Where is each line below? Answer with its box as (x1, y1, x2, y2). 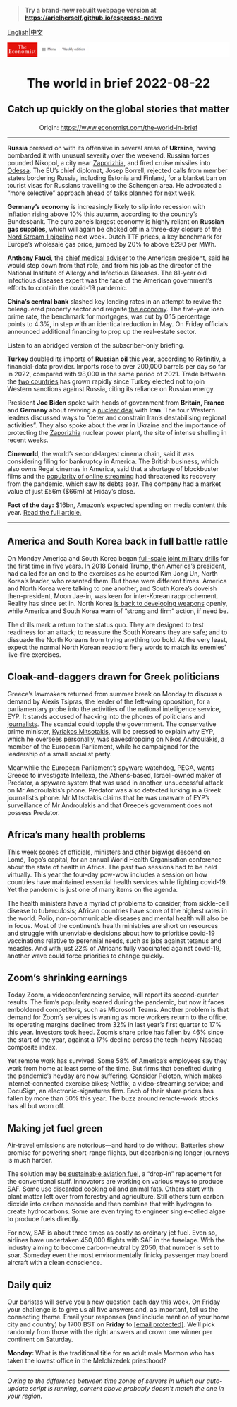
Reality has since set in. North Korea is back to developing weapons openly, (7, 599, 228, 607)
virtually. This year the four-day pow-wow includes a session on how (7, 870, 208, 879)
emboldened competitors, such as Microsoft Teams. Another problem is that (7, 1006, 229, 1014)
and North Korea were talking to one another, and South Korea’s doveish (7, 584, 217, 593)
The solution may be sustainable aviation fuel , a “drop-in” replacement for (7, 1170, 222, 1178)
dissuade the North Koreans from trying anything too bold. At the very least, (7, 635, 228, 643)
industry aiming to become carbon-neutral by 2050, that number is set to (7, 1243, 220, 1252)
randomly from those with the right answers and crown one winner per (7, 1327, 213, 1336)
